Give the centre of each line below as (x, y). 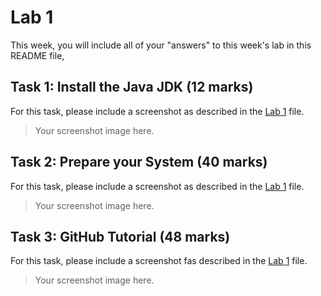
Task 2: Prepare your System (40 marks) (139, 162)
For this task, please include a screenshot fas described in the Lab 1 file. (159, 261)
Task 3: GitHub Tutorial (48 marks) (120, 236)
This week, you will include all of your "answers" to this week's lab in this (161, 45)
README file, (37, 55)
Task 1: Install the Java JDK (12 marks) (132, 87)
